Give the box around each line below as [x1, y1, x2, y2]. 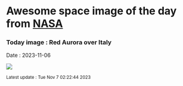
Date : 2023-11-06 [6, 52, 51, 59]
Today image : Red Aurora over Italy [6, 38, 112, 47]
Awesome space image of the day [6, 4, 177, 18]
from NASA [6, 17, 63, 30]
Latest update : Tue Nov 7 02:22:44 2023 [6, 75, 91, 81]
